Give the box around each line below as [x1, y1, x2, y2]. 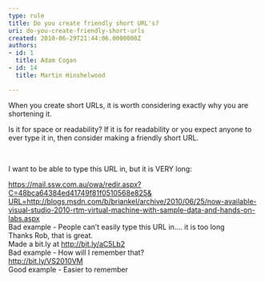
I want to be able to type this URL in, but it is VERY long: [8, 163, 192, 173]
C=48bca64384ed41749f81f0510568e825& [8, 187, 152, 197]
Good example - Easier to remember [8, 264, 128, 274]
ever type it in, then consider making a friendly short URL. [8, 133, 199, 143]
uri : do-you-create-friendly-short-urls [8, 26, 146, 34]
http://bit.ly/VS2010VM [8, 256, 83, 265]
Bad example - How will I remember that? [8, 248, 145, 257]
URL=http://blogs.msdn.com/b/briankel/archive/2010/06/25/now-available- [8, 196, 258, 206]
